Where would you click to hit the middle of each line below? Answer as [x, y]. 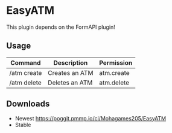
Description [71, 62]
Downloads [28, 104]
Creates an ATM [71, 72]
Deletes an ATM [70, 83]
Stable [23, 125]
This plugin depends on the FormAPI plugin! [61, 27]
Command [25, 62]
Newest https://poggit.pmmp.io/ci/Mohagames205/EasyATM [91, 118]
